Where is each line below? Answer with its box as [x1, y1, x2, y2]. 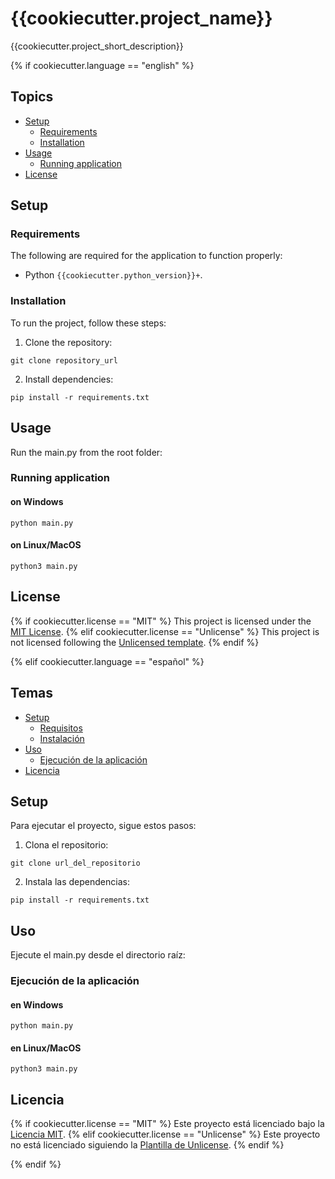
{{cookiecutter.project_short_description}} [10, 40, 184, 52]
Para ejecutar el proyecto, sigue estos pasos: [10, 820, 197, 832]
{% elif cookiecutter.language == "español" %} [10, 655, 205, 667]
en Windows [10, 998, 64, 1011]
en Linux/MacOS [10, 1042, 82, 1054]
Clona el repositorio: [24, 839, 109, 851]
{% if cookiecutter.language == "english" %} [10, 59, 195, 71]
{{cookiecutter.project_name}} [10, 7, 273, 30]
